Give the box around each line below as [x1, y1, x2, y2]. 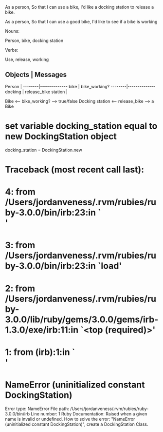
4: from [5, 186, 36, 197]
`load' [97, 260, 122, 272]
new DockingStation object [5, 131, 117, 142]
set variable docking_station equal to [5, 120, 158, 131]
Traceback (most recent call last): [5, 164, 145, 175]
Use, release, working [5, 57, 49, 62]
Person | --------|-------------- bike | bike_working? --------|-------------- [5, 83, 156, 89]
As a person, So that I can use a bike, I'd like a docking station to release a [5, 4, 154, 10]
